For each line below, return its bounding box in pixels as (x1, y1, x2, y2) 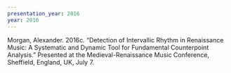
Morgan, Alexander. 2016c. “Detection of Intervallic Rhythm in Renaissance (7, 35, 224, 44)
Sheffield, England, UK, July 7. (7, 58, 95, 66)
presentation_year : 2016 (7, 10, 80, 17)
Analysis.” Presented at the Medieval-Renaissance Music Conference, (7, 50, 209, 59)
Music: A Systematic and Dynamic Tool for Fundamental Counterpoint (7, 43, 209, 51)
